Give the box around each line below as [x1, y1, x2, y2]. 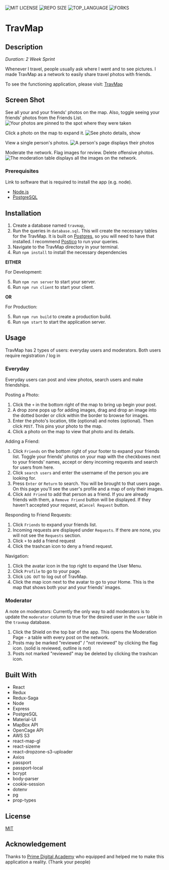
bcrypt [12, 770, 27, 776]
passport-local [12, 765, 43, 771]
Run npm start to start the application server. [12, 319, 106, 325]
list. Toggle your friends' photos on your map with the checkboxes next [12, 453, 161, 460]
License [5, 812, 31, 820]
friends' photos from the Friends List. [5, 115, 82, 121]
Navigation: [5, 553, 29, 559]
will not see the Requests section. [12, 533, 82, 539]
